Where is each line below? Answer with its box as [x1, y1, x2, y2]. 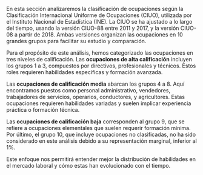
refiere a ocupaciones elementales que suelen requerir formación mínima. [6, 125, 191, 131]
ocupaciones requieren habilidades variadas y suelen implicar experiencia [6, 100, 191, 107]
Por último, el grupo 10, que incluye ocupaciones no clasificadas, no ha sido [6, 131, 196, 138]
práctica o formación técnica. [6, 106, 80, 113]
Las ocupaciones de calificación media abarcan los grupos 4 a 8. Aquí [6, 80, 185, 87]
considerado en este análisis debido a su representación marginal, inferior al [6, 137, 197, 145]
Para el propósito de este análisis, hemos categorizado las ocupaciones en [6, 49, 193, 57]
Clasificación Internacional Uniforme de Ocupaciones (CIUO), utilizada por [6, 12, 192, 19]
